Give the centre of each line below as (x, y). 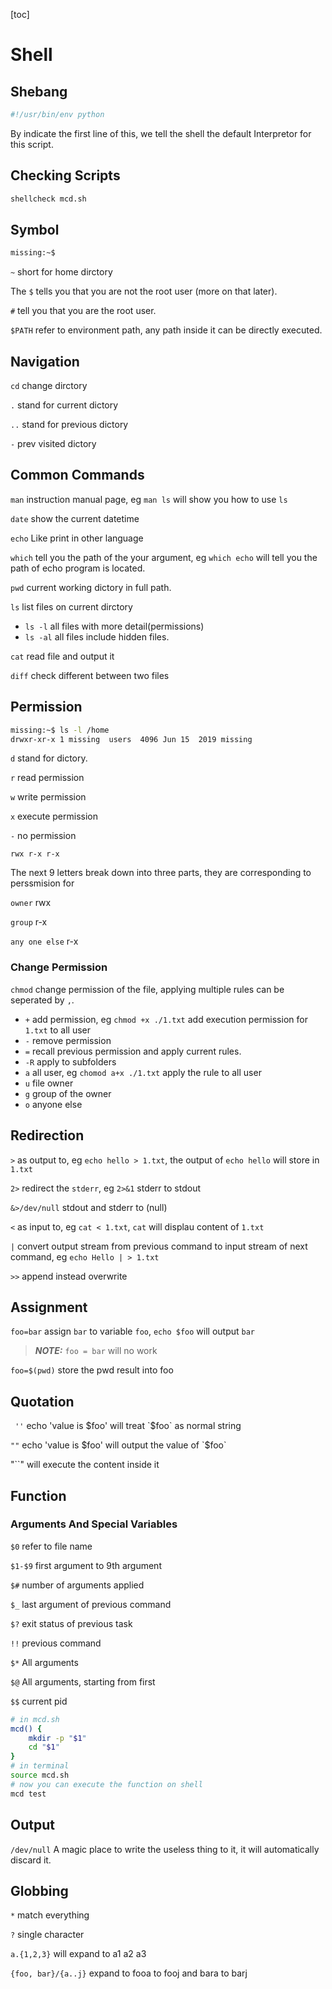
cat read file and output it (62, 656)
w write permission (48, 797)
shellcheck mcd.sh (48, 199)
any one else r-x (44, 941)
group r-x (29, 922)
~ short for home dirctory (61, 272)
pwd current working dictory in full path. (91, 587)
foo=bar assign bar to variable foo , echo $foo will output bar (132, 1331)
